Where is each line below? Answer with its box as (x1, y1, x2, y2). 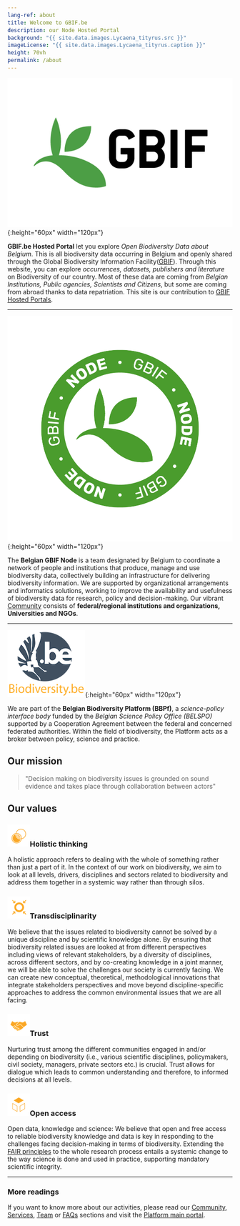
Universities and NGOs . (7, 609, 79, 617)
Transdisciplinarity (29, 911, 97, 921)
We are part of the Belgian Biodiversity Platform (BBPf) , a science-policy (7, 704, 224, 712)
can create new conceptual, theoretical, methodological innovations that (7, 972, 220, 982)
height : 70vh (7, 49, 46, 56)
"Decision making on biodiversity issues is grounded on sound (24, 774, 209, 782)
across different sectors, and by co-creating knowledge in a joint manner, (7, 957, 224, 966)
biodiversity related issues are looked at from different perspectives (7, 942, 207, 951)
